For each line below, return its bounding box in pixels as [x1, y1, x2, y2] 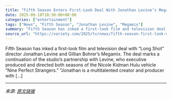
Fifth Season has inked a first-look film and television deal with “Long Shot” [5, 46, 164, 51]
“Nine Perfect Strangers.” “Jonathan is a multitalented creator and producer [5, 67, 164, 73]
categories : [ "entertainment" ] [5, 17, 72, 22]
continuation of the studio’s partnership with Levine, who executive [5, 56, 147, 62]
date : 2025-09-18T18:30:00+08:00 [5, 12, 77, 17]
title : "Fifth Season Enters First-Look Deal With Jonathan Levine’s [5, 7, 157, 13]
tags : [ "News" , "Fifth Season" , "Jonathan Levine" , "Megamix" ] [5, 22, 143, 27]
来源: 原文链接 [5, 88, 35, 94]
